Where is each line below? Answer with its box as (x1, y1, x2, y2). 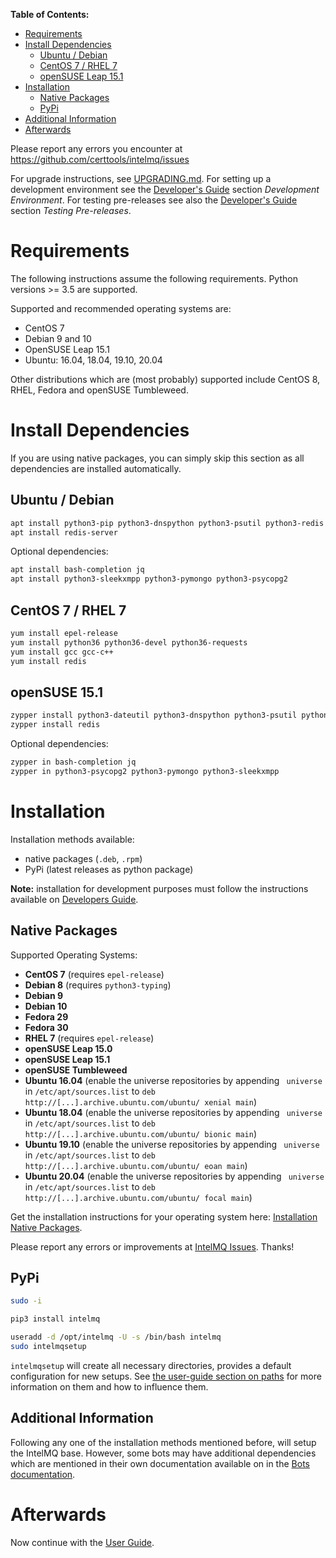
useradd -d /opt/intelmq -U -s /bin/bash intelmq (10, 1332, 222, 1343)
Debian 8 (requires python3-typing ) (24, 979, 172, 991)
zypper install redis (10, 720, 101, 730)
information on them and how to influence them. (10, 1380, 209, 1393)
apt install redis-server (10, 527, 118, 538)
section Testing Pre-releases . (10, 205, 132, 216)
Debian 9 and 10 (24, 332, 92, 344)
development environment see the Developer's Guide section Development (10, 184, 320, 195)
